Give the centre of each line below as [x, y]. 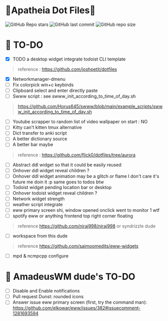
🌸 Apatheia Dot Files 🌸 [50, 10]
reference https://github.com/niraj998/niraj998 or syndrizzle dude [87, 226]
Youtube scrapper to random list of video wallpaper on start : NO [80, 122]
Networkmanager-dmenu [39, 79]
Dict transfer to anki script [40, 133]
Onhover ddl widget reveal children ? [51, 170]
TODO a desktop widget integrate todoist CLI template [69, 59]
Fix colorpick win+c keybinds [43, 85]
